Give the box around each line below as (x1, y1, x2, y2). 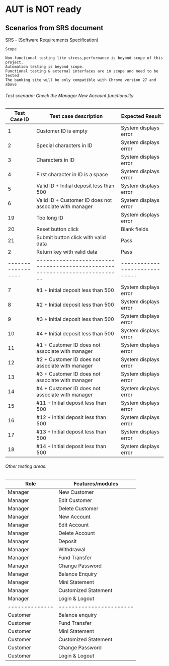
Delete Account (58, 530, 96, 537)
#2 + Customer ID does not (36, 356, 101, 363)
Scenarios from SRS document (5, 24, 104, 32)
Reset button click (36, 226, 79, 233)
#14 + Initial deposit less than (36, 443, 107, 450)
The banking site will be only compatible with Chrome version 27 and (5, 78, 156, 83)
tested (5, 73, 19, 78)
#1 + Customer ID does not (36, 341, 101, 348)
